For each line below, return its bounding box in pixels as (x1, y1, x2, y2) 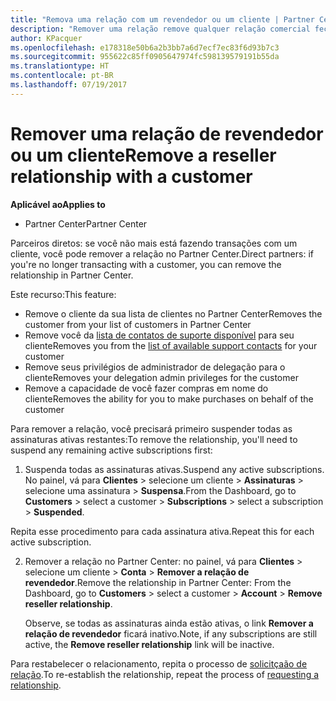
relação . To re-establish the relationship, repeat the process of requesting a (10, 668, 320, 680)
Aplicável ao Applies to (10, 198, 106, 210)
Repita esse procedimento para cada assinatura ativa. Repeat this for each (10, 525, 315, 537)
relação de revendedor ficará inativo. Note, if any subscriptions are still (24, 627, 318, 640)
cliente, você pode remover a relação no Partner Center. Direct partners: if (10, 247, 314, 260)
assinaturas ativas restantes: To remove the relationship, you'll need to (10, 433, 298, 445)
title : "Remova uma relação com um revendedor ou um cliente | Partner (10, 14, 315, 25)
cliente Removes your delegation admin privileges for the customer (24, 371, 299, 383)
